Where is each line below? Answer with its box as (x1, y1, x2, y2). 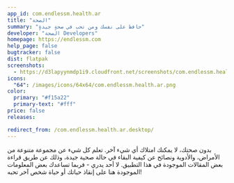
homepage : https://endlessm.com (7, 36, 101, 43)
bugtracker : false (7, 49, 61, 56)
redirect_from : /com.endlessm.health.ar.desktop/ (7, 126, 155, 133)
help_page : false (7, 42, 58, 49)
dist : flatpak (7, 56, 49, 63)
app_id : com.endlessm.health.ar (7, 10, 101, 17)
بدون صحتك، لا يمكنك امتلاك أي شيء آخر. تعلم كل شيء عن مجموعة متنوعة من (7, 145, 212, 154)
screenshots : (7, 62, 45, 69)
